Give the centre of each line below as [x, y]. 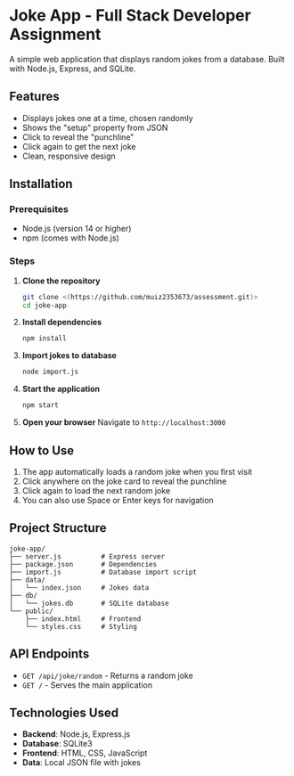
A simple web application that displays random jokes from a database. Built [147, 59]
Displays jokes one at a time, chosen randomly [107, 118]
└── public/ [31, 611]
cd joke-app [44, 305]
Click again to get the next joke [79, 146]
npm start [41, 405]
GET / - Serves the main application [87, 685]
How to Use [42, 450]
